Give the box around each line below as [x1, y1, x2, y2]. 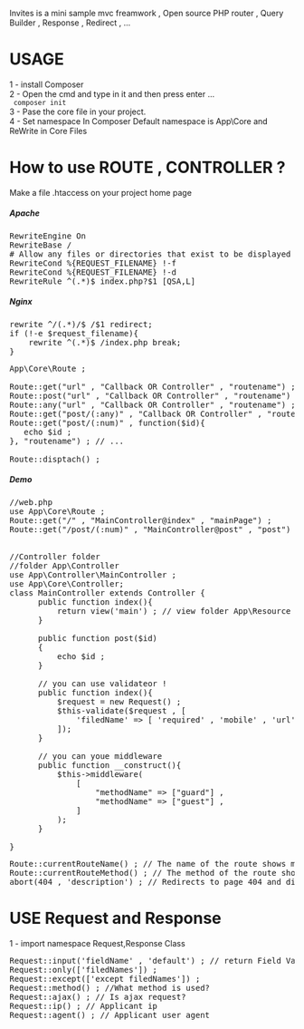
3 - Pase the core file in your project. [9, 106, 147, 117]
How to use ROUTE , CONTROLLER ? [9, 158, 286, 178]
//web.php [9, 497, 52, 507]
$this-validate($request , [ [57, 705, 186, 715]
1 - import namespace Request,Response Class [9, 937, 185, 948]
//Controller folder [9, 551, 101, 561]
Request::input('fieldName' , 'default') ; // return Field [9, 956, 282, 966]
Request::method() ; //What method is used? [9, 983, 211, 993]
